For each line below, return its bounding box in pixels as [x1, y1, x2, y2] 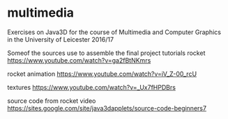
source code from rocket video [7, 96, 96, 105]
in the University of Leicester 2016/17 [7, 35, 114, 43]
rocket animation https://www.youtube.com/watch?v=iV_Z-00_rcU [7, 70, 197, 78]
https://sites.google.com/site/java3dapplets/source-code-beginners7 [7, 104, 207, 112]
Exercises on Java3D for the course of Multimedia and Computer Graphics [7, 28, 222, 36]
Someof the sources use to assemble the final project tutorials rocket [7, 49, 206, 57]
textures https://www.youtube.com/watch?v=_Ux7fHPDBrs [7, 83, 176, 91]
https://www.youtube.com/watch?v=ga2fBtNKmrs [7, 56, 151, 64]
